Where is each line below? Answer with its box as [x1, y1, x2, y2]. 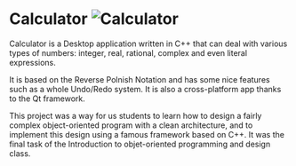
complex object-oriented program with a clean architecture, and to [9, 120, 253, 130]
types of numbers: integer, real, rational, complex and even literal [9, 47, 247, 58]
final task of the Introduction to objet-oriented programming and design [9, 138, 271, 149]
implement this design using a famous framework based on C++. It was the [9, 129, 284, 139]
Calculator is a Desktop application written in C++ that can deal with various [9, 38, 288, 49]
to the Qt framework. [9, 93, 86, 104]
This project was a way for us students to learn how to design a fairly [9, 110, 262, 121]
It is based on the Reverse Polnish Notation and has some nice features [9, 74, 270, 84]
